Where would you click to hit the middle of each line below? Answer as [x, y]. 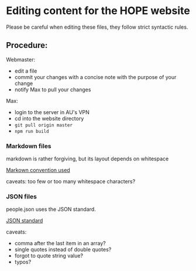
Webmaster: [21, 59]
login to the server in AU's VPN [52, 112]
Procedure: [27, 45]
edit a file [26, 71]
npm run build [32, 131]
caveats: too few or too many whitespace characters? [71, 181]
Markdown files [29, 146]
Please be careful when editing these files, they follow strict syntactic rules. [97, 27]
